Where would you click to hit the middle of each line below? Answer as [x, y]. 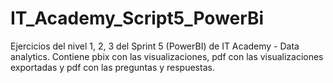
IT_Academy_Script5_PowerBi [137, 18]
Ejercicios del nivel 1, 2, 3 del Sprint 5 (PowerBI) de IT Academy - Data [155, 46]
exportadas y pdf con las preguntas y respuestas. [112, 67]
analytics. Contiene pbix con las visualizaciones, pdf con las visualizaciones [167, 56]
